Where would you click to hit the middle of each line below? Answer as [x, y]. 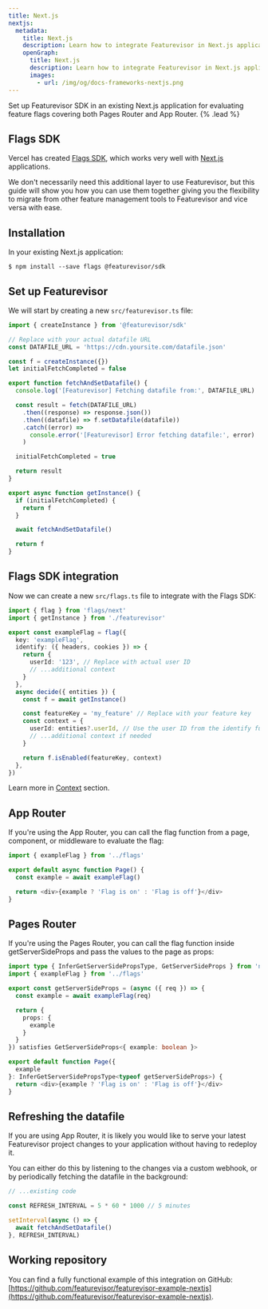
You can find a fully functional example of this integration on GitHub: [120, 1279]
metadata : [32, 30]
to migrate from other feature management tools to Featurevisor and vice [128, 199]
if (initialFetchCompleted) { [65, 501]
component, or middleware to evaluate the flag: [86, 841]
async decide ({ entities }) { [65, 692]
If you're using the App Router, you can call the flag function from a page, [129, 832]
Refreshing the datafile [67, 1116]
